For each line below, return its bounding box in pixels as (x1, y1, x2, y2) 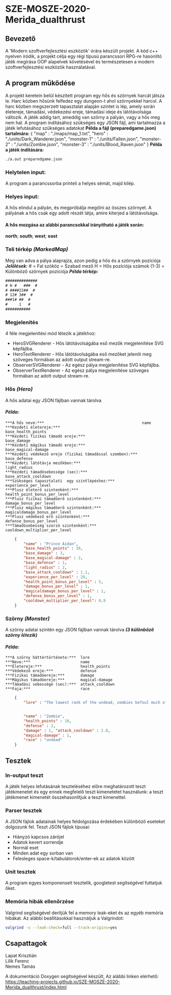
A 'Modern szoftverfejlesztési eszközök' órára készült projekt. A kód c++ (5, 48, 159, 54)
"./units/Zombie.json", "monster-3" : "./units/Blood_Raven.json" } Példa (13, 141, 162, 147)
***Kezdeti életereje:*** (5, 424, 60, 430)
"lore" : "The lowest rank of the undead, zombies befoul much (23, 700, 160, 705)
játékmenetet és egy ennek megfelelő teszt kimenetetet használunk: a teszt (5, 789, 164, 795)
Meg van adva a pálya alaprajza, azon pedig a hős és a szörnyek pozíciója (5, 257, 161, 264)
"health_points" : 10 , (23, 718, 72, 723)
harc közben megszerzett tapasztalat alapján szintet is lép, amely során (5, 103, 155, 109)
